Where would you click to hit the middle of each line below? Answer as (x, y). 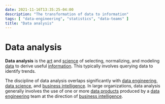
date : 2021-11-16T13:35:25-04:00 (39, 10)
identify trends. (20, 71)
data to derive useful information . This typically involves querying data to (79, 66)
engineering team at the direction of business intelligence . (64, 96)
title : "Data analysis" (30, 23)
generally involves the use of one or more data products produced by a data (82, 91)
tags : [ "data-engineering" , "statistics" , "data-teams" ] (67, 19)
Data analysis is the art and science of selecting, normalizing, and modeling (82, 61)
